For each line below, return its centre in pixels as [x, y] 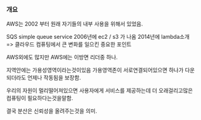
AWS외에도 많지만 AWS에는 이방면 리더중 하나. [62, 57]
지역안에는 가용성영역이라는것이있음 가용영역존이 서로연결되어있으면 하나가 [95, 70]
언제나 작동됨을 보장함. [54, 78]
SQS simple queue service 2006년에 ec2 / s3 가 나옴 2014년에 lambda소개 [98, 37]
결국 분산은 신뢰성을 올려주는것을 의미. [52, 111]
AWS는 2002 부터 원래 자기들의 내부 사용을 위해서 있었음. [75, 24]
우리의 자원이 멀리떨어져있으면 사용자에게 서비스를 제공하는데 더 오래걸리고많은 [100, 91]
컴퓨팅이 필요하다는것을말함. [40, 98]
